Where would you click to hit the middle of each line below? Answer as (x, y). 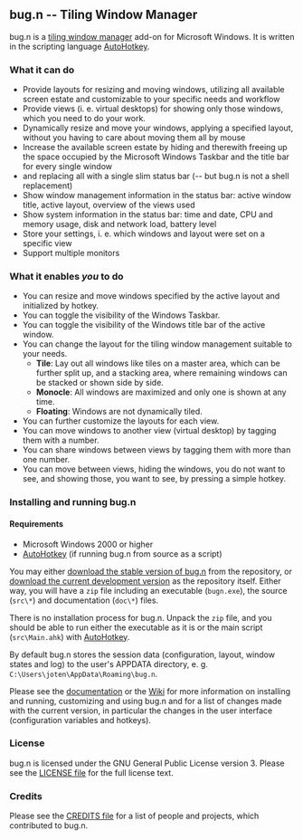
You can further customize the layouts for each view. (121, 421)
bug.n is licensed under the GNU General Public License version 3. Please (147, 763)
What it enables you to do (66, 277)
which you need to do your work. (84, 119)
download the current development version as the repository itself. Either (146, 581)
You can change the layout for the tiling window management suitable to (157, 344)
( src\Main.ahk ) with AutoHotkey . (70, 636)
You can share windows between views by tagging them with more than (156, 450)
